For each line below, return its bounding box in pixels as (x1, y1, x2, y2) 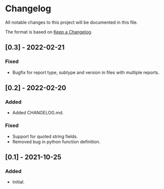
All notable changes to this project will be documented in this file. (5, 19, 138, 25)
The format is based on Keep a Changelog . (5, 29, 92, 35)
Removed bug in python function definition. (12, 139, 101, 144)
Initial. (12, 179, 25, 185)
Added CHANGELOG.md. (12, 110, 64, 116)
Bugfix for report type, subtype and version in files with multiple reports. (12, 69, 160, 75)
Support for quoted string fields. (12, 133, 78, 139)
